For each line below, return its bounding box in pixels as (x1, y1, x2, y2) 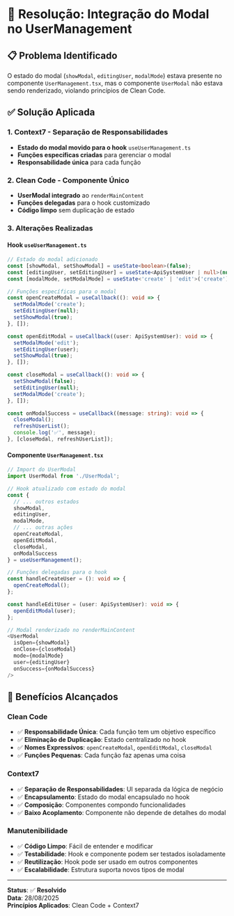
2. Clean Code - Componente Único (7, 175, 130, 185)
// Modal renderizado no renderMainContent (7, 626, 136, 633)
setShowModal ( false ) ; (13, 378, 77, 385)
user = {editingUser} (13, 658, 70, 665)
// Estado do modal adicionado (7, 256, 98, 263)
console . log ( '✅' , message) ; (13, 429, 96, 436)
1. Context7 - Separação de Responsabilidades (7, 127, 169, 137)
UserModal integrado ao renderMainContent (17, 191, 144, 199)
